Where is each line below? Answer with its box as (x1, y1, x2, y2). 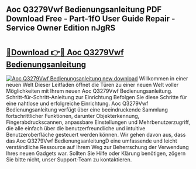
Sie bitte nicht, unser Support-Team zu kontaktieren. (6, 156, 132, 163)
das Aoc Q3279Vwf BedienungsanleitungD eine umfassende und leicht (6, 137, 177, 144)
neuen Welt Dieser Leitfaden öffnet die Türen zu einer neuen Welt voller (6, 82, 179, 88)
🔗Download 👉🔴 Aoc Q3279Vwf (6, 47, 124, 58)
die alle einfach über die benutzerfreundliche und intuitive (6, 125, 146, 131)
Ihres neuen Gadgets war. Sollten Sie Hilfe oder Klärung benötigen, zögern (6, 150, 186, 157)
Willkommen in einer (139, 75, 188, 82)
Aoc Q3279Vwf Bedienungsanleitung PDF (6, 5, 162, 15)
